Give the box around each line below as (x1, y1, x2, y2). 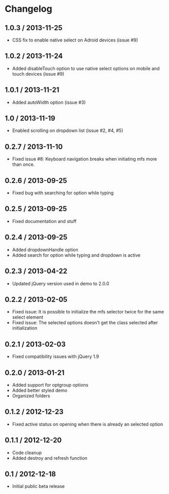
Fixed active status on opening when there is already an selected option (12, 421, 163, 427)
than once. (12, 162, 35, 168)
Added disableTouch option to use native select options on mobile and (12, 65, 160, 72)
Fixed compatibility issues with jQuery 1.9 (12, 353, 99, 360)
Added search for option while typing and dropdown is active (12, 252, 140, 258)
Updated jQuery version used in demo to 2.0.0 (12, 280, 109, 286)
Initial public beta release (12, 483, 65, 489)
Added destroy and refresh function (12, 455, 88, 461)
